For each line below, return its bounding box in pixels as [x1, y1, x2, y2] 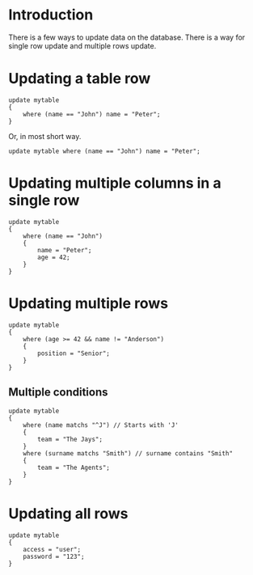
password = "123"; [23, 552, 85, 560]
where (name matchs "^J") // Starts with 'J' [23, 421, 179, 429]
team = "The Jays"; [37, 435, 103, 443]
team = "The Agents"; [37, 463, 111, 471]
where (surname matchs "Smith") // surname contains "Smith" [23, 449, 233, 458]
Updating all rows [8, 504, 129, 522]
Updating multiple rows [8, 294, 169, 312]
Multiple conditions [8, 386, 108, 400]
